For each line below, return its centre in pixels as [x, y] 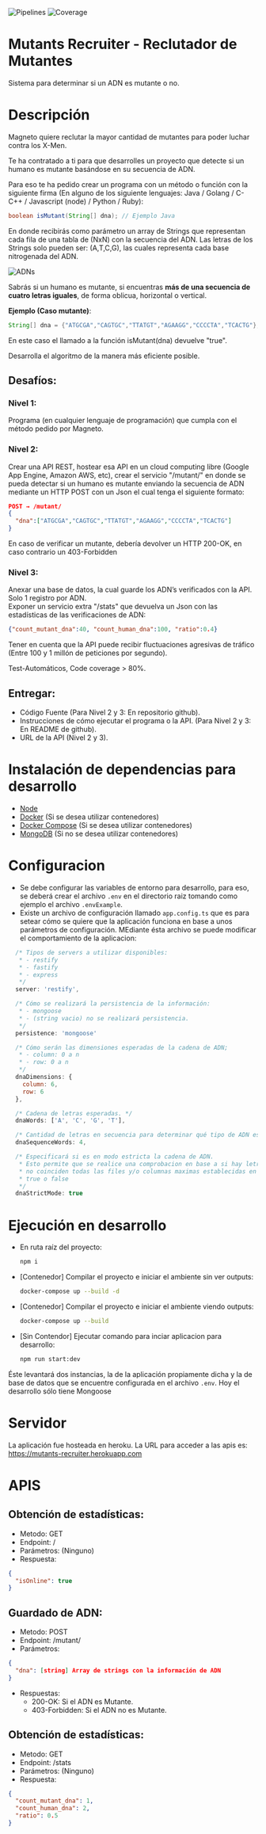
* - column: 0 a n [49, 1055]
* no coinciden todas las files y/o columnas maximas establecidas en [138, 1171]
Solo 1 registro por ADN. [47, 598]
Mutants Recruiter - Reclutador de [123, 44]
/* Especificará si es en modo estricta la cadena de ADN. [115, 1157]
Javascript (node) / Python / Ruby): [86, 201]
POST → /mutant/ [35, 506]
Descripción [49, 115]
